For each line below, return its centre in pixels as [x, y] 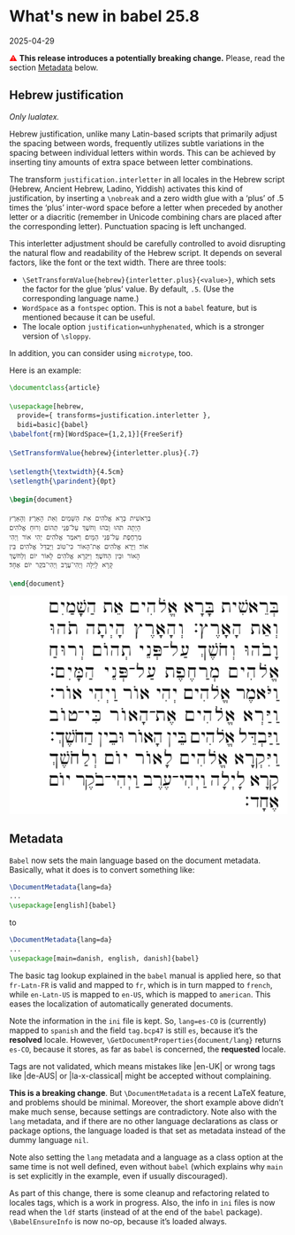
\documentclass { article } [55, 387]
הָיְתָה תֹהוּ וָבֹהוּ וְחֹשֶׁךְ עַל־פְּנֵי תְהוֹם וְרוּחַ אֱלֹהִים [75, 528]
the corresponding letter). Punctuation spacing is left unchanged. [128, 226]
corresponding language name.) [80, 298]
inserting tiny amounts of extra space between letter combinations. [131, 162]
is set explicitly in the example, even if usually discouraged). [118, 1176]
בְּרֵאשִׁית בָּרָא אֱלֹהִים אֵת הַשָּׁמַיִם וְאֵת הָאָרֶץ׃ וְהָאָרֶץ [80, 518]
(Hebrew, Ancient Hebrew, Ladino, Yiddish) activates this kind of [126, 189]
